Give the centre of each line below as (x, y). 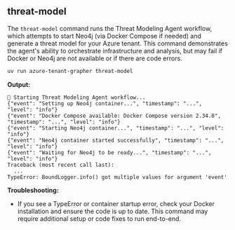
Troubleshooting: (33, 190)
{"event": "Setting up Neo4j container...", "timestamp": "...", (105, 103)
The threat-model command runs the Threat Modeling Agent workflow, (110, 28)
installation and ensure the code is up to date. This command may (113, 211)
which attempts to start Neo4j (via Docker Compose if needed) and (105, 36)
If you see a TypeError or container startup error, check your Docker (116, 203)
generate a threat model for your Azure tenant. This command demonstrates (117, 43)
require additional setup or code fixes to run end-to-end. (99, 218)
